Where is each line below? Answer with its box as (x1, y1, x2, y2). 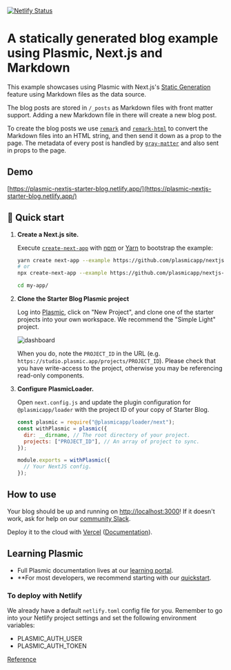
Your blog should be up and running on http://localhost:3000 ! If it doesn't (7, 507, 215, 515)
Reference (7, 655, 37, 663)
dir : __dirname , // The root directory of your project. (23, 431, 191, 438)
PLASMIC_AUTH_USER (17, 634, 83, 642)
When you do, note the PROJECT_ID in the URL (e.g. (17, 349, 161, 358)
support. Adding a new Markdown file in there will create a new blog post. (7, 110, 217, 119)
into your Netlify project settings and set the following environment (7, 613, 197, 622)
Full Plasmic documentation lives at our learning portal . (17, 566, 174, 574)
